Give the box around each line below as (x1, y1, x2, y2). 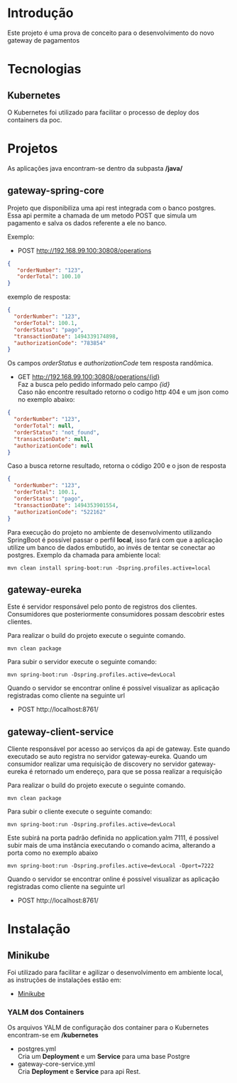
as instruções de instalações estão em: (7, 976, 122, 984)
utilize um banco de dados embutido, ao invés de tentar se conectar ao (7, 543, 216, 552)
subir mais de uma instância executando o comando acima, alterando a (7, 841, 216, 850)
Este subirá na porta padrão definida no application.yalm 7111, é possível (7, 833, 219, 842)
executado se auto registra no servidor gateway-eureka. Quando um (7, 752, 208, 761)
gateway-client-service (7, 725, 114, 737)
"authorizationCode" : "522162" (13, 508, 106, 516)
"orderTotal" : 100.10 (16, 273, 81, 280)
